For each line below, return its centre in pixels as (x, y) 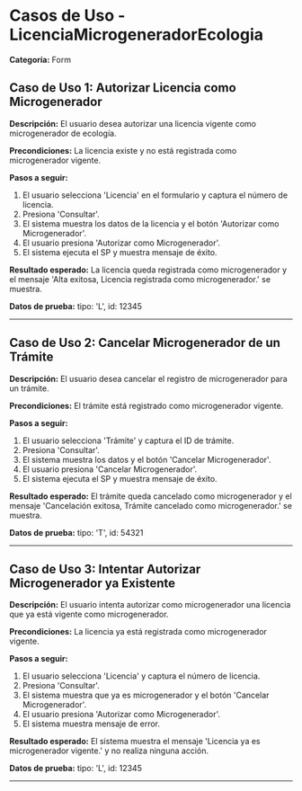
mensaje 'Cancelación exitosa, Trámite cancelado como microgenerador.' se (151, 505)
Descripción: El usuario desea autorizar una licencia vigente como (133, 123)
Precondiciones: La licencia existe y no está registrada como (123, 150)
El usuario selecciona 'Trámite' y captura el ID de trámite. (128, 440)
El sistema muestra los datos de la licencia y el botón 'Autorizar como (151, 223)
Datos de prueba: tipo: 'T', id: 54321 (76, 532)
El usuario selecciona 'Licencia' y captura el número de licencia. (141, 676)
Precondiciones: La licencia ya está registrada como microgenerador (138, 632)
